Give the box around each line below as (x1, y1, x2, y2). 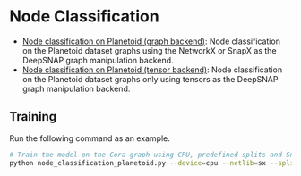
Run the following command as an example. (9, 132, 170, 144)
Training (9, 109, 57, 124)
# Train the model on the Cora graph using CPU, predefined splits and (9, 150, 282, 159)
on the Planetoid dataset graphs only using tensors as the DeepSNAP (21, 73, 279, 84)
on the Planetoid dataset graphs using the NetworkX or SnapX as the (21, 45, 277, 55)
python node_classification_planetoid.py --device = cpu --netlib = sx (9, 158, 267, 167)
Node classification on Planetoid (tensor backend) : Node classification (21, 64, 283, 75)
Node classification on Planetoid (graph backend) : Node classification (21, 36, 280, 46)
